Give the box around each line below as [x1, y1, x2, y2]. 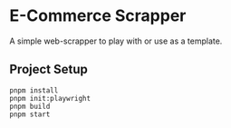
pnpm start [9, 110, 51, 119]
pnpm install [9, 85, 59, 95]
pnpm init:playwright [9, 94, 91, 103]
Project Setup [9, 62, 89, 77]
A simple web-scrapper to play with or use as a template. [9, 35, 223, 46]
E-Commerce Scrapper [9, 5, 187, 26]
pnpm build [9, 102, 51, 111]
